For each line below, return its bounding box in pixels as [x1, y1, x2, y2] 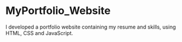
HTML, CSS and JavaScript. [5, 29, 74, 36]
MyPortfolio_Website [5, 4, 111, 17]
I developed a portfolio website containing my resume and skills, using [5, 23, 176, 30]
